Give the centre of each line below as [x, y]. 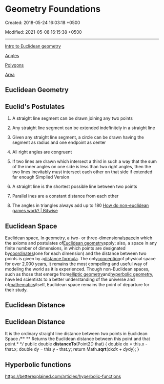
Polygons [14, 65]
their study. [16, 290]
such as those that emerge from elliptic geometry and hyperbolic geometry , [79, 274]
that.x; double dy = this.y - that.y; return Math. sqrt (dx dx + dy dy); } [72, 349]
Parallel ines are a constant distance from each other [65, 196]
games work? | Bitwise [35, 211]
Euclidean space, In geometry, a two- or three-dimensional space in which [79, 238]
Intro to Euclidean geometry [33, 46]
